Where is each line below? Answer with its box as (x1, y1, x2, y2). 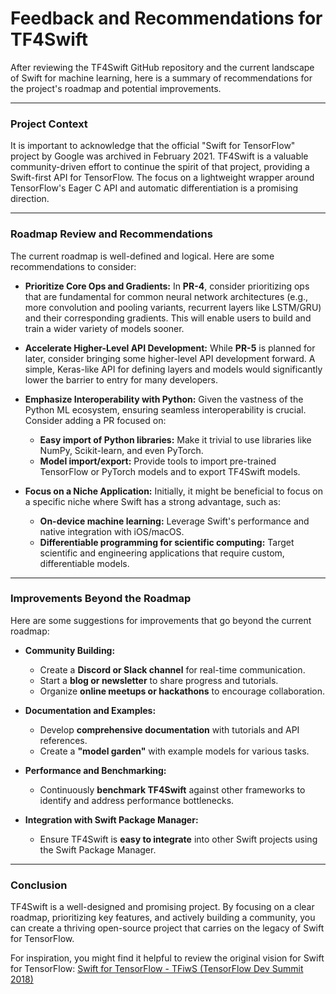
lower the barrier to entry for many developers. (24, 373, 218, 386)
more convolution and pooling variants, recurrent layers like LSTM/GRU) (24, 301, 322, 313)
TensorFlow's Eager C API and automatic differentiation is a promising (10, 182, 298, 194)
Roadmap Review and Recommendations (10, 227, 213, 241)
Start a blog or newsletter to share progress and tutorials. (39, 674, 279, 686)
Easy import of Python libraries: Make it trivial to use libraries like (39, 433, 312, 446)
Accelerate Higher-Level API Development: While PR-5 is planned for (24, 342, 316, 354)
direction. (10, 193, 50, 205)
